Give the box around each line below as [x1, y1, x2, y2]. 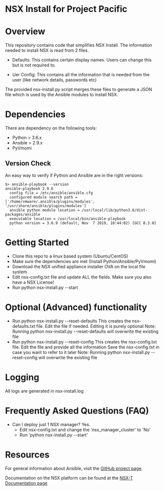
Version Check [5, 159, 51, 168]
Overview [5, 26, 46, 37]
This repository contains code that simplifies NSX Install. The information [5, 42, 153, 48]
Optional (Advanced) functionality [5, 302, 147, 313]
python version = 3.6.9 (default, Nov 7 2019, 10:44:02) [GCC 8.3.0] [9, 220, 157, 226]
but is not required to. [12, 62, 56, 68]
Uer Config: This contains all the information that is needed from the [12, 72, 150, 78]
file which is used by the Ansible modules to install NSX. [5, 92, 118, 98]
